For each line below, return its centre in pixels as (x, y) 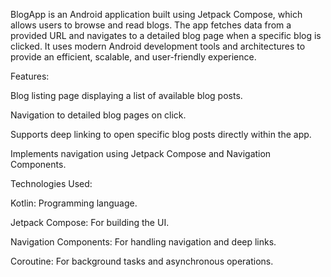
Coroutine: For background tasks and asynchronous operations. (142, 261)
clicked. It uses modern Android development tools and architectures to (158, 46)
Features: (30, 76)
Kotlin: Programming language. (74, 203)
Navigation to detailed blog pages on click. (98, 115)
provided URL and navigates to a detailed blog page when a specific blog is (166, 35)
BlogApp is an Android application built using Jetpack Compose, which (156, 14)
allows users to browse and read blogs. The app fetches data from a (151, 25)
